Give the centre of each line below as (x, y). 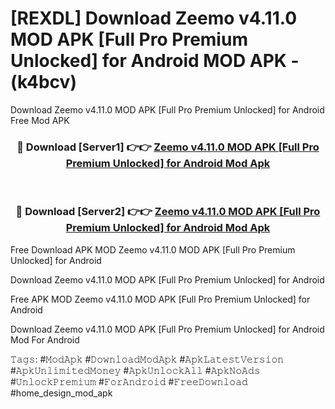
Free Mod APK (40, 120)
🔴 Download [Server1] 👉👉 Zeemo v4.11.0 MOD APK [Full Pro (168, 147)
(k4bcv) (43, 82)
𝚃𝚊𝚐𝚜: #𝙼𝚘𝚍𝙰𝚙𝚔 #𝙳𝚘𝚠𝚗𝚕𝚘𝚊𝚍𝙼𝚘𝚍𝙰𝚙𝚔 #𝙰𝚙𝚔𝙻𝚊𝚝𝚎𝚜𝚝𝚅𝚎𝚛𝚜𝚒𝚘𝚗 (147, 359)
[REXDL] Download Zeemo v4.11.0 (154, 18)
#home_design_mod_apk (61, 393)
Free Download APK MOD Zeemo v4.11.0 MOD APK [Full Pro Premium (153, 249)
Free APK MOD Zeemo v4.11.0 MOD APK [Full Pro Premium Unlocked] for (160, 299)
